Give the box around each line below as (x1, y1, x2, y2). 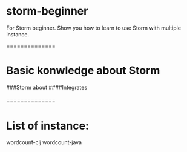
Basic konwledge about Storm (6, 64, 160, 78)
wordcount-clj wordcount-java (6, 139, 82, 146)
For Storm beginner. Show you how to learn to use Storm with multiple (6, 24, 182, 31)
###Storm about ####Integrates (6, 84, 88, 91)
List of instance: (6, 119, 90, 133)
